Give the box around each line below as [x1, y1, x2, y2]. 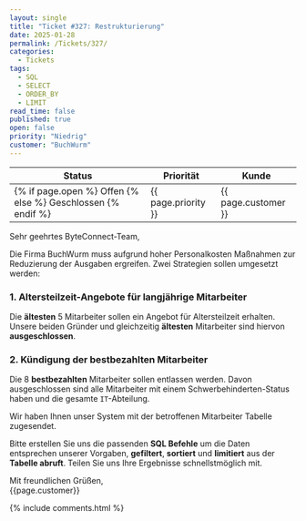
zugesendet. [9, 421, 56, 432]
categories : [9, 47, 55, 56]
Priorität [163, 169, 200, 182]
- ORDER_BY [17, 89, 59, 98]
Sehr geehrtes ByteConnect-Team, [9, 230, 140, 241]
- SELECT [17, 81, 51, 90]
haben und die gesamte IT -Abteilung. [9, 393, 150, 404]
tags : [9, 65, 30, 74]
